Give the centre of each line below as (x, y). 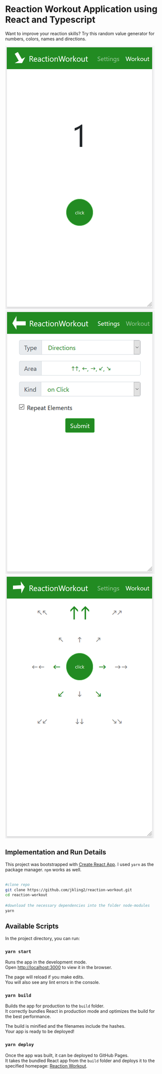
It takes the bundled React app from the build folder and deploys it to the (80, 1061)
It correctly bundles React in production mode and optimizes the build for (80, 1011)
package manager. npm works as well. (43, 869)
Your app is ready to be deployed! (40, 1032)
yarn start (18, 951)
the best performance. (28, 1017)
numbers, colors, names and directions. (46, 39)
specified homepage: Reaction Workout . (46, 1066)
